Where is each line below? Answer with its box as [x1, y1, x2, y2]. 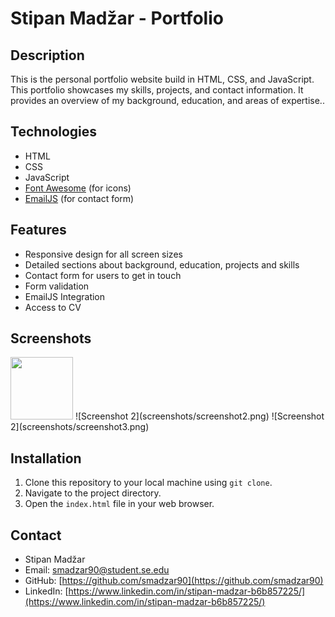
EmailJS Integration [24, 290, 106, 302]
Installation [10, 450, 82, 467]
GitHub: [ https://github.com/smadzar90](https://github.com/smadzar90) [24, 575, 324, 587]
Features [10, 222, 67, 239]
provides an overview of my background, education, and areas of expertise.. [10, 95, 325, 106]
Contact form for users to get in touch [24, 269, 182, 281]
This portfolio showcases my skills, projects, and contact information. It [10, 84, 304, 96]
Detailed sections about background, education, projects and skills [24, 258, 300, 271]
